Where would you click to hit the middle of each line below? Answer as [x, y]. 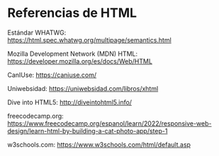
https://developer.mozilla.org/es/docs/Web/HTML [80, 61]
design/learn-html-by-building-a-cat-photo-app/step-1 [88, 131]
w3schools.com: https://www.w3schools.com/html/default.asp [99, 144]
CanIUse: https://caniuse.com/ [52, 75]
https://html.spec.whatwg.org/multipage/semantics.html [89, 40]
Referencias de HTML [72, 13]
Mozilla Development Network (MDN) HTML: [73, 54]
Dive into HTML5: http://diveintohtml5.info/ [70, 102]
